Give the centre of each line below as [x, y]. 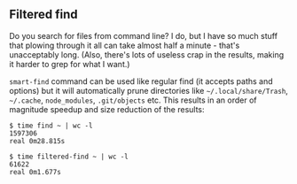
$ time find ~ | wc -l [51, 126]
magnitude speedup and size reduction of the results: [107, 109]
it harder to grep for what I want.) [70, 64]
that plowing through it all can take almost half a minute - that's [125, 45]
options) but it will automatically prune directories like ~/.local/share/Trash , [148, 90]
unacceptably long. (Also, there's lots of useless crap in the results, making [147, 54]
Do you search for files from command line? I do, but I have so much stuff [143, 35]
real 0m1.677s [35, 172]
